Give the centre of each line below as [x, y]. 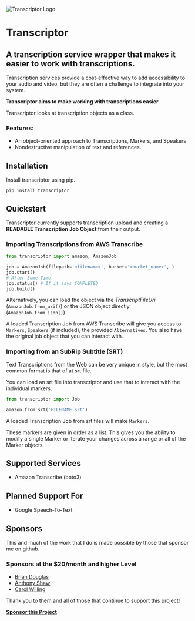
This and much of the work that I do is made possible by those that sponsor [97, 542]
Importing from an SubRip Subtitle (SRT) [65, 351]
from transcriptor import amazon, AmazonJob [61, 256]
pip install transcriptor [38, 191]
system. [16, 90]
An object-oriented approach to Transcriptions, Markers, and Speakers [100, 141]
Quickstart [26, 209]
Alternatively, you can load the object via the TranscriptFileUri [81, 300]
